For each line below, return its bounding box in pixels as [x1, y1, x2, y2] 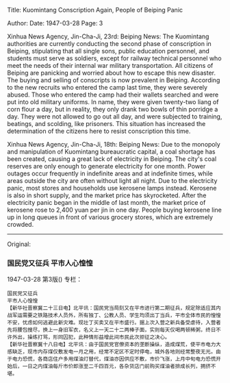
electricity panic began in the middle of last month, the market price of [7, 199, 206, 206]
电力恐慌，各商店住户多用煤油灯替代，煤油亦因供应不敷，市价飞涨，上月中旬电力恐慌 [12, 356, 216, 362]
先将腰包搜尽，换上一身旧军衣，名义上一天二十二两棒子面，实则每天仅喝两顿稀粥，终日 [7, 327, 216, 334]
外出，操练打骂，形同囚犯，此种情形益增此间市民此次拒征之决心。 [12, 334, 170, 341]
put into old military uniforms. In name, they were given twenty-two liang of [7, 98, 219, 106]
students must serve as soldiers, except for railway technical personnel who [7, 54, 222, 62]
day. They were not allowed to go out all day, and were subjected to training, [7, 112, 222, 121]
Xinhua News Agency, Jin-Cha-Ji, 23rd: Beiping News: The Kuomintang [7, 32, 209, 40]
